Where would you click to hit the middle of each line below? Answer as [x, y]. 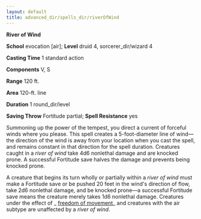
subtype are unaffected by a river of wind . [58, 209]
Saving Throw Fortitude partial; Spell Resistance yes [72, 116]
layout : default [26, 12]
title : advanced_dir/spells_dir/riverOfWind [63, 17]
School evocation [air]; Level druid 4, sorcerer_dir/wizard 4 [79, 46]
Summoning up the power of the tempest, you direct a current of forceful [96, 127]
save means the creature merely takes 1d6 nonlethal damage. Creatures [95, 196]
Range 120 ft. [23, 81]
